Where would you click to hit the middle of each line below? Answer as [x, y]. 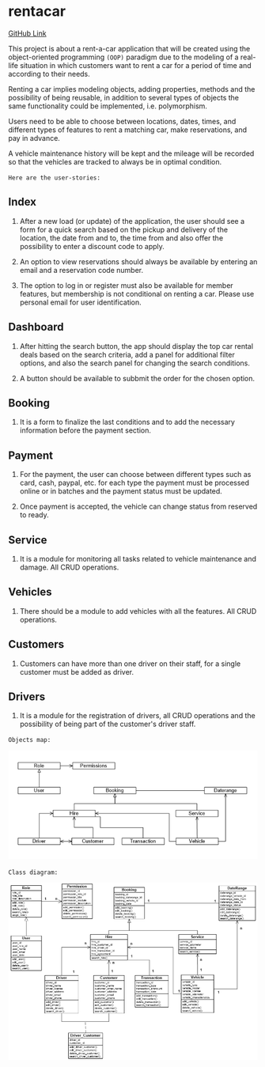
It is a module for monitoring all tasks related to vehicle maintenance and [138, 559]
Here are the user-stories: [55, 178]
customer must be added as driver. [77, 672]
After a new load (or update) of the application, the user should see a [132, 221]
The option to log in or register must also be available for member [126, 285]
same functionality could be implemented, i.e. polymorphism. [108, 106]
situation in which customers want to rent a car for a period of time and [135, 65]
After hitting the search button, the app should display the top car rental [136, 346]
